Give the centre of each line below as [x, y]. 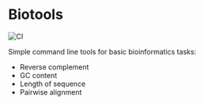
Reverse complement [54, 67]
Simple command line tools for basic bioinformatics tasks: [102, 51]
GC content [38, 75]
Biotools [36, 15]
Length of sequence [53, 84]
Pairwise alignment [51, 92]
